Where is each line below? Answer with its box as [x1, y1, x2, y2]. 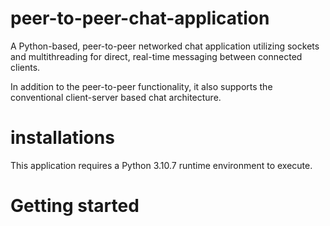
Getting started [10, 195, 140, 217]
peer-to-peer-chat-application [10, 7, 270, 30]
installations [10, 127, 115, 149]
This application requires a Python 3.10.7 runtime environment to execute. [10, 159, 313, 171]
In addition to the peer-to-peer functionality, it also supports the [10, 80, 273, 92]
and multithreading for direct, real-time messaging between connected [10, 50, 303, 62]
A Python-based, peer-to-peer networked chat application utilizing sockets [10, 40, 320, 52]
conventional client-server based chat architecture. [10, 91, 222, 103]
